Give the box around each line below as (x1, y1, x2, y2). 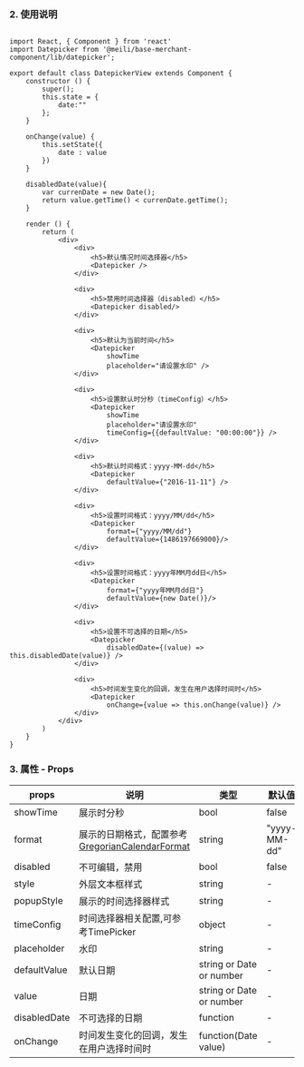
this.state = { (42, 93, 100, 102)
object (198, 918, 226, 931)
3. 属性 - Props (9, 763, 74, 776)
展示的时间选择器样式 (78, 895, 170, 907)
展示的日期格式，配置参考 (78, 827, 188, 840)
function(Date (198, 1029, 258, 1042)
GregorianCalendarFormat (78, 839, 191, 852)
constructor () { (25, 77, 91, 86)
